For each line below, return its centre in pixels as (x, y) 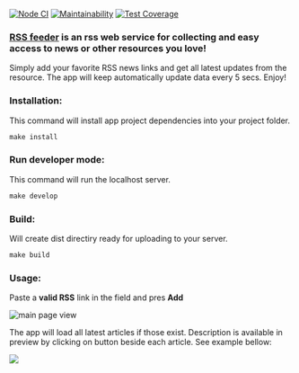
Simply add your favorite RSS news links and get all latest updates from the (148, 68)
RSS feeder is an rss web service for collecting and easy (134, 37)
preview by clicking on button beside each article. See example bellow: (141, 342)
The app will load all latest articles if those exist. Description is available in (146, 333)
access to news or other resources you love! (108, 48)
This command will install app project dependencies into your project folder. (149, 120)
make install (34, 137)
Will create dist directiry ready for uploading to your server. (119, 238)
